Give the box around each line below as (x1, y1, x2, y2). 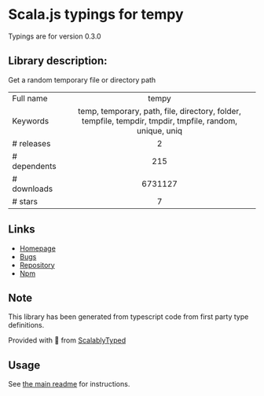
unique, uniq (136, 125, 183, 136)
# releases (12, 137, 51, 148)
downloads (12, 183, 53, 194)
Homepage (19, 244, 57, 253)
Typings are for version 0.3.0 (8, 31, 101, 41)
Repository (19, 260, 55, 269)
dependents (12, 160, 57, 171)
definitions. (8, 321, 45, 330)
